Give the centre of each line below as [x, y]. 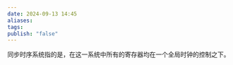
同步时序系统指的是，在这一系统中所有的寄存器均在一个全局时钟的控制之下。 [119, 54]
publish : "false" [33, 34]
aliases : [20, 20]
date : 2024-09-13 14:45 [42, 14]
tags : [15, 27]
